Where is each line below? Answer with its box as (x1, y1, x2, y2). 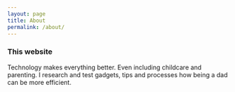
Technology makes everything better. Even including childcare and (7, 63, 202, 71)
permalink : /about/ (7, 23, 65, 30)
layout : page (7, 10, 46, 18)
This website (7, 47, 53, 57)
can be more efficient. (7, 78, 72, 86)
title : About (7, 17, 46, 24)
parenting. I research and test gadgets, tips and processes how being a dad (7, 70, 228, 79)
